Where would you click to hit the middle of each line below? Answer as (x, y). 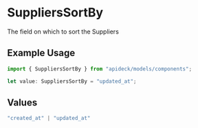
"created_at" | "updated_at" (49, 118)
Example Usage (41, 53)
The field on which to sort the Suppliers (63, 31)
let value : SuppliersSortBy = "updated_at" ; (72, 81)
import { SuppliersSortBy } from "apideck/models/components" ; (100, 69)
